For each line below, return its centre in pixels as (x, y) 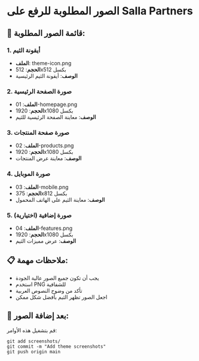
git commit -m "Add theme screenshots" (56, 346)
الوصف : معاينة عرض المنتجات (48, 158)
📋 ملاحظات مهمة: (37, 261)
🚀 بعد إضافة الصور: (38, 316)
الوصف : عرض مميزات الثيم (46, 241)
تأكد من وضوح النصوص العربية (49, 290)
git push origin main (34, 351)
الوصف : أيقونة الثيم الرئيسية (47, 75)
